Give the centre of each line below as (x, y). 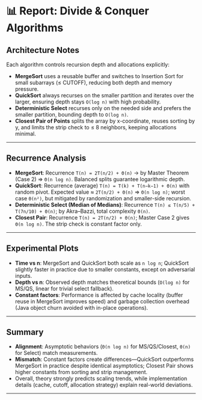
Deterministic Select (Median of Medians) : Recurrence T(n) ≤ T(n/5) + (105, 205)
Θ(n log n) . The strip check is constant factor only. (78, 224)
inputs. (23, 275)
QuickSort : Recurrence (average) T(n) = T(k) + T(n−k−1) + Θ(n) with (102, 185)
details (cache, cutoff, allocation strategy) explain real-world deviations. (104, 385)
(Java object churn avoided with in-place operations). (81, 307)
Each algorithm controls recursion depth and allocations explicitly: (88, 64)
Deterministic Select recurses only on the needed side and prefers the (103, 108)
